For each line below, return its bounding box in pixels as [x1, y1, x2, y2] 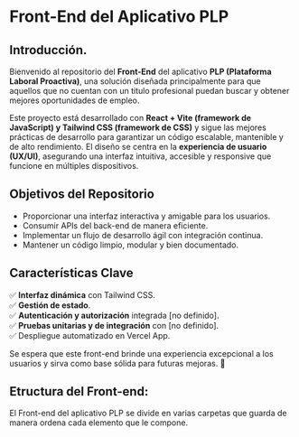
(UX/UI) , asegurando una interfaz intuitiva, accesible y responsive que [9, 151, 272, 162]
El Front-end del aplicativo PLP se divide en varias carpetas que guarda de [9, 408, 287, 419]
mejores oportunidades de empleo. [9, 95, 140, 106]
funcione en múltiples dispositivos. [9, 161, 139, 171]
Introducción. [9, 42, 88, 58]
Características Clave [9, 265, 134, 281]
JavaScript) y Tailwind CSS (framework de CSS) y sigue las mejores [9, 122, 266, 133]
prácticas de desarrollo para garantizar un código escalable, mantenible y [9, 132, 285, 142]
